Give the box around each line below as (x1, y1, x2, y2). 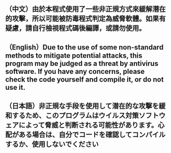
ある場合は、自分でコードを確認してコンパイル (18, 131, 166, 139)
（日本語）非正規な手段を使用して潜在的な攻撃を (5, 101, 159, 111)
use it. (5, 83, 25, 92)
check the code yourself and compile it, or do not (5, 75, 164, 84)
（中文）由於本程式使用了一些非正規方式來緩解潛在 (5, 5, 166, 14)
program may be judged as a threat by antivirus (5, 59, 159, 68)
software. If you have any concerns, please (5, 67, 145, 75)
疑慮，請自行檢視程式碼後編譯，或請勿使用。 (5, 24, 146, 33)
